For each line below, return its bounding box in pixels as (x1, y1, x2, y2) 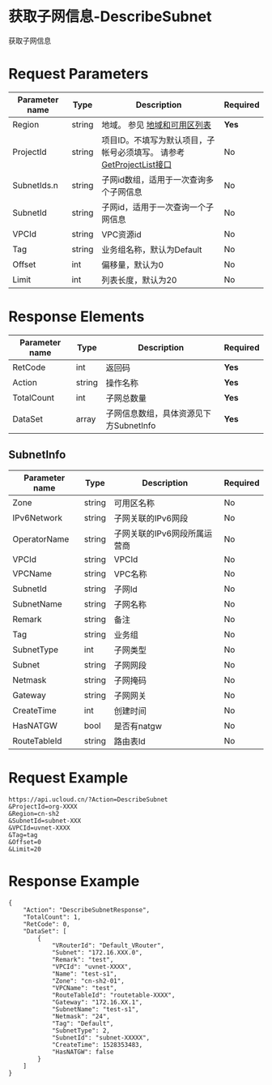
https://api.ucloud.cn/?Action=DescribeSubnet (8, 796, 168, 804)
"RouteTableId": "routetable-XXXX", (51, 991, 176, 999)
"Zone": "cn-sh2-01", (51, 976, 125, 985)
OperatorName (12, 533, 70, 544)
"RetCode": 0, (23, 920, 70, 928)
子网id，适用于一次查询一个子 (100, 201, 215, 212)
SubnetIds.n (12, 179, 58, 191)
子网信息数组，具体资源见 (105, 407, 204, 418)
